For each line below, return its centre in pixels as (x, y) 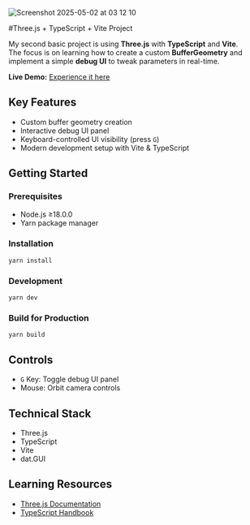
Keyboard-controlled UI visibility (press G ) (90, 139)
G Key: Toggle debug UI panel (69, 379)
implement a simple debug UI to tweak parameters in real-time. (114, 61)
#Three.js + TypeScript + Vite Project (71, 28)
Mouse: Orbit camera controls (70, 388)
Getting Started (48, 173)
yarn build (27, 335)
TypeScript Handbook (57, 512)
